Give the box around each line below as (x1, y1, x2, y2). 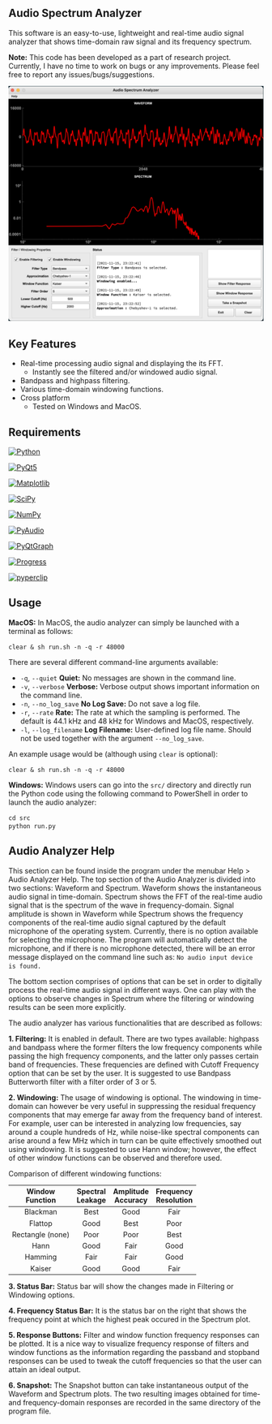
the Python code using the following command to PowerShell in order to (8, 788, 249, 798)
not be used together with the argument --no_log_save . (19, 733, 205, 743)
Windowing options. (8, 1290, 75, 1300)
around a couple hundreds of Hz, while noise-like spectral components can (8, 1127, 260, 1137)
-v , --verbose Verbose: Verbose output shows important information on (19, 681, 260, 691)
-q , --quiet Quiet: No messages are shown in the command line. (19, 673, 236, 683)
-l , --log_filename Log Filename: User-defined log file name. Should (19, 724, 252, 734)
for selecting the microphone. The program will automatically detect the (8, 934, 248, 944)
